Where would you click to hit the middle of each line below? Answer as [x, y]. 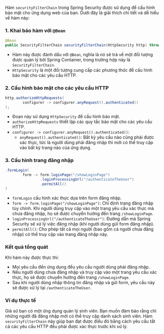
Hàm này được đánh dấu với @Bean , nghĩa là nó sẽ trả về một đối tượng [82, 55]
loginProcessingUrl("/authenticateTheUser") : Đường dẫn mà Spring [81, 219]
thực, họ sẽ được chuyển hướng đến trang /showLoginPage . [71, 277]
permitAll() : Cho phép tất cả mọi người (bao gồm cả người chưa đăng [83, 229]
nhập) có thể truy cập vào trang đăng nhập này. [60, 234]
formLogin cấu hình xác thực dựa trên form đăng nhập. [67, 198]
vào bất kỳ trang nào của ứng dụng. [55, 147]
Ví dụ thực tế [20, 300]
